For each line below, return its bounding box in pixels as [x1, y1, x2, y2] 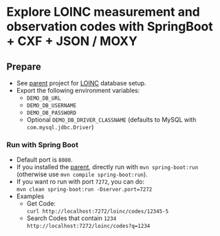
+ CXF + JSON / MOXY [6, 34, 138, 49]
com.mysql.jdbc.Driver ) [26, 123, 94, 131]
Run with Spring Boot [6, 140, 78, 149]
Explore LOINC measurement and [6, 4, 201, 20]
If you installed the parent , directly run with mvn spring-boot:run [16, 163, 199, 171]
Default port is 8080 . [16, 155, 73, 164]
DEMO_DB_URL [26, 95, 61, 102]
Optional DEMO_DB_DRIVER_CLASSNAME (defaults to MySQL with [26, 116, 197, 124]
